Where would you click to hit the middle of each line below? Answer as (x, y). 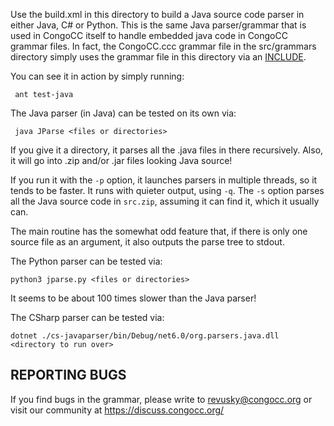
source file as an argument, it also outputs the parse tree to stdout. (147, 242)
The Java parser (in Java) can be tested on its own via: (123, 113)
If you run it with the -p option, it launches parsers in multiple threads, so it (164, 180)
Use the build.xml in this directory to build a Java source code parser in (157, 14)
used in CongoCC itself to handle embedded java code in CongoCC (149, 35)
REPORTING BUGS (68, 375)
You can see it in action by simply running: (97, 76)
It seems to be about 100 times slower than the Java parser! (133, 298)
